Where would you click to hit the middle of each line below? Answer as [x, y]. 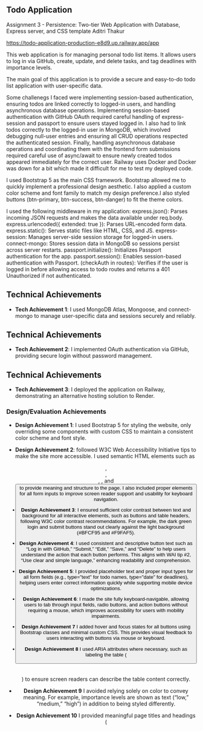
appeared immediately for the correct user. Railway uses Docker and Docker [101, 162]
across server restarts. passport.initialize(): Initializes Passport [84, 250]
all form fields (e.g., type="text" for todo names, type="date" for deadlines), [106, 577]
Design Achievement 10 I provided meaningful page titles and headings [106, 715]
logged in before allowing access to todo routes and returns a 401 [88, 269]
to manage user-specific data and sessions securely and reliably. [115, 315]
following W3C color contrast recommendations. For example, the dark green [106, 521]
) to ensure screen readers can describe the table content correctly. [106, 679]
